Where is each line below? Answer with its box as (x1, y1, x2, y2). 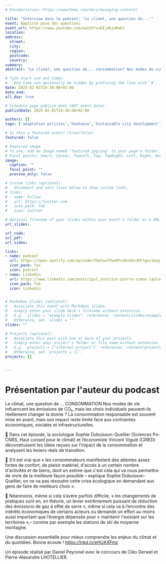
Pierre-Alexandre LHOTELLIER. (5, 554, 68, 560)
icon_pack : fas (9, 263, 41, 268)
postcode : (9, 53, 30, 58)
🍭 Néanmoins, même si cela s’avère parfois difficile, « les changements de (5, 493, 157, 499)
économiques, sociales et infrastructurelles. (5, 422, 94, 428)
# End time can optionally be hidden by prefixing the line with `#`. (5, 80, 158, 86)
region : (9, 48, 26, 54)
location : (5, 30, 26, 35)
